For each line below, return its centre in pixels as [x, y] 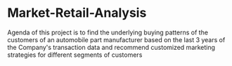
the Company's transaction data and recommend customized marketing [111, 47]
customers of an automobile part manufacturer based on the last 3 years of [116, 39]
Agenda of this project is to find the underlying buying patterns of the [108, 32]
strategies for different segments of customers [75, 55]
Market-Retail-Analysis [77, 13]
